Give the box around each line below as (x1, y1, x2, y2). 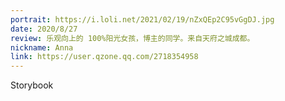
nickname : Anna (10, 42, 74, 53)
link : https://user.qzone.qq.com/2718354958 (10, 52, 199, 62)
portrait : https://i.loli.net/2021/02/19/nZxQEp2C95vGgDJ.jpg (10, 14, 275, 25)
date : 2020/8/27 (10, 24, 78, 34)
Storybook (10, 79, 54, 91)
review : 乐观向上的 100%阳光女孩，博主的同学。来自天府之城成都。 (10, 33, 255, 43)
